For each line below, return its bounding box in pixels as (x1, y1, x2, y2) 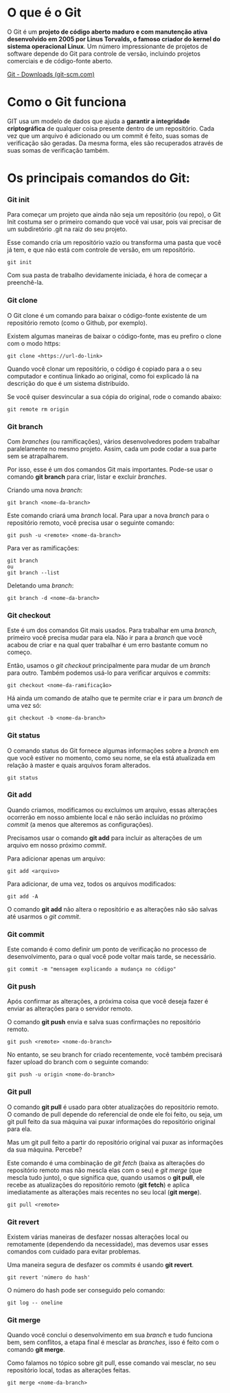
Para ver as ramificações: (7, 543, 80, 552)
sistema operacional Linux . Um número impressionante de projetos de (7, 42, 208, 50)
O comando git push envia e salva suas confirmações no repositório (7, 1018, 201, 1026)
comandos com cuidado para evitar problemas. (7, 1247, 141, 1256)
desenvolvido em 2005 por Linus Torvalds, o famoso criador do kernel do (7, 34, 221, 43)
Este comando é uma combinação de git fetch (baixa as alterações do (7, 1158, 205, 1167)
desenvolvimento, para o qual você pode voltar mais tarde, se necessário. (7, 953, 216, 961)
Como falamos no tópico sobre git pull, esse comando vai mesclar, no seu (7, 1359, 216, 1367)
